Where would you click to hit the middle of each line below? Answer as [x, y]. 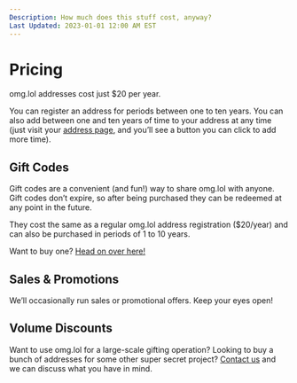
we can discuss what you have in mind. [81, 368]
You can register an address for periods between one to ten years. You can [146, 111]
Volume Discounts [61, 328]
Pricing [36, 70]
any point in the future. [51, 207]
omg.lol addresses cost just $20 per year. [85, 94]
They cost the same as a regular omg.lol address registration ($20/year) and [148, 225]
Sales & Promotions [64, 279]
